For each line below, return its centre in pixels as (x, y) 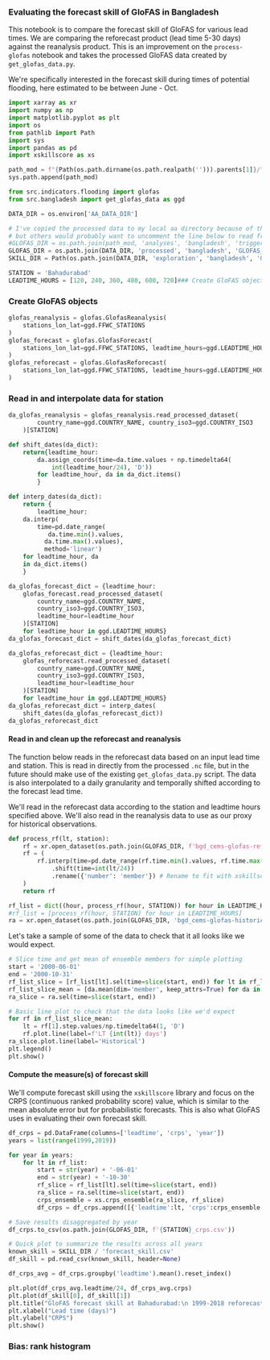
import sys (27, 140)
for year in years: (41, 1155)
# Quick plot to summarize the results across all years (106, 1244)
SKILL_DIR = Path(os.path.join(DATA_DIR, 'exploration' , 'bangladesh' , (131, 259)
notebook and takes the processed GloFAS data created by (129, 56)
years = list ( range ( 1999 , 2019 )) (62, 1140)
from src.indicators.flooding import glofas (84, 192)
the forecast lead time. (45, 791)
